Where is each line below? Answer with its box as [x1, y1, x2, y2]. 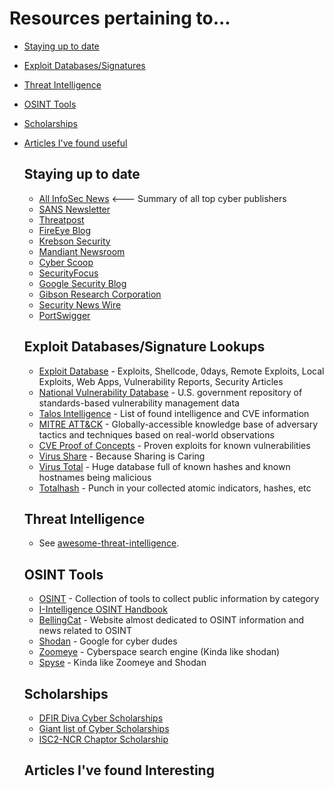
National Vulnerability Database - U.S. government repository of [38, 386, 303, 398]
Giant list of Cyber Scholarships [38, 723, 170, 734]
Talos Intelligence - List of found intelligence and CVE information [38, 407, 310, 419]
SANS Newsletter [38, 203, 111, 215]
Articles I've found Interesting [23, 762, 215, 779]
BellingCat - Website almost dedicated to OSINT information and [38, 614, 305, 626]
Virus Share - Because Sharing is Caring [38, 450, 206, 462]
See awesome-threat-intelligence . [38, 537, 180, 549]
